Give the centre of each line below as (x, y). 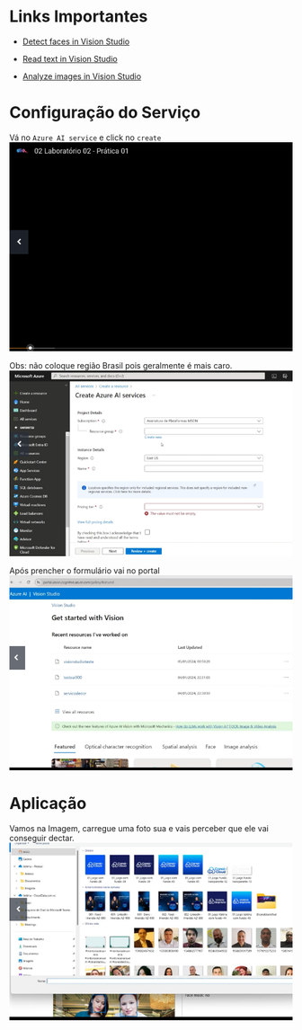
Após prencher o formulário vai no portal (84, 570)
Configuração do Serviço (105, 113)
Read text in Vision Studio (70, 58)
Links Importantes (79, 17)
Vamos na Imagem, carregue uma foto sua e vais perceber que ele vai (139, 828)
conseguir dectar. (42, 838)
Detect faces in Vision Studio (76, 41)
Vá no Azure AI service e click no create (85, 138)
